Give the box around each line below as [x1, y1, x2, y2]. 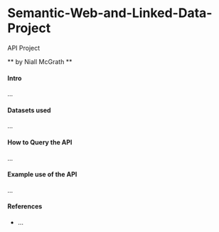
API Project [7, 43, 41, 52]
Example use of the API [7, 170, 78, 179]
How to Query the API [7, 137, 73, 147]
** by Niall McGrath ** [7, 57, 73, 65]
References [7, 202, 43, 211]
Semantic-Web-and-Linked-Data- [7, 5, 213, 21]
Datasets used [7, 105, 51, 115]
